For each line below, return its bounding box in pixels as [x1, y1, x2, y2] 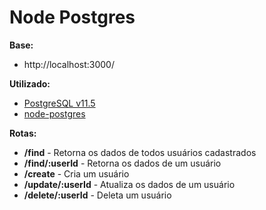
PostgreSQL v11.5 [23, 97, 96, 109]
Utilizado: [9, 77, 51, 90]
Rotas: [9, 127, 37, 139]
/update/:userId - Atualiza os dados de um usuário [23, 178, 236, 190]
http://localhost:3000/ [23, 58, 115, 70]
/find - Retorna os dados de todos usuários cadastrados [23, 146, 257, 158]
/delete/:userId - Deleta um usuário [23, 189, 172, 201]
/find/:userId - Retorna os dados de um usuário [23, 157, 222, 169]
